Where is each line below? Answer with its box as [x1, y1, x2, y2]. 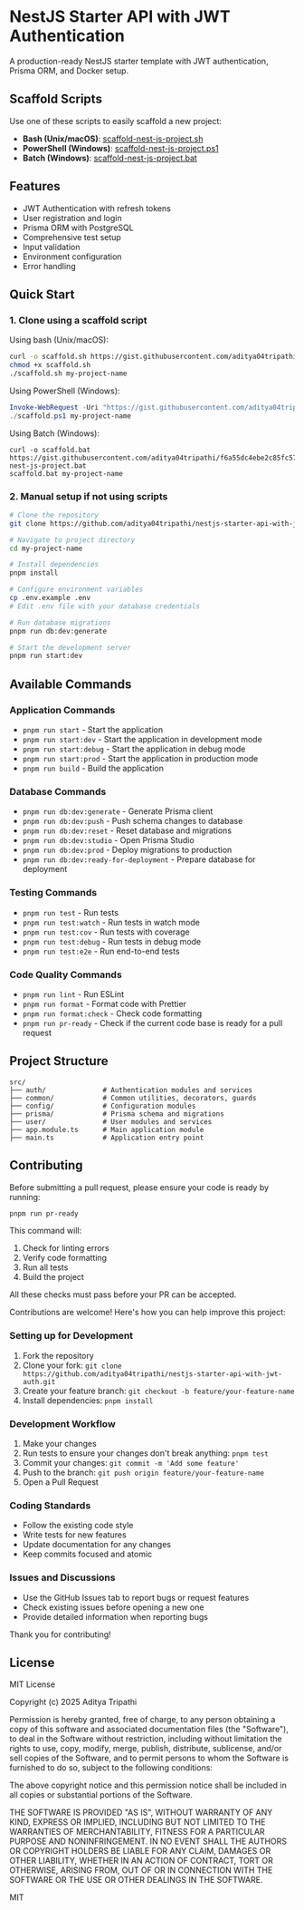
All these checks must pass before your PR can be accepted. [9, 1289, 237, 1300]
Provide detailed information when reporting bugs [22, 1611, 208, 1622]
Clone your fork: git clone [22, 1360, 122, 1371]
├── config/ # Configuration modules [9, 1101, 196, 1110]
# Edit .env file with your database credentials [9, 601, 201, 611]
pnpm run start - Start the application [22, 723, 164, 735]
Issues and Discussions [9, 1571, 116, 1584]
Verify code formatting [22, 1253, 107, 1264]
